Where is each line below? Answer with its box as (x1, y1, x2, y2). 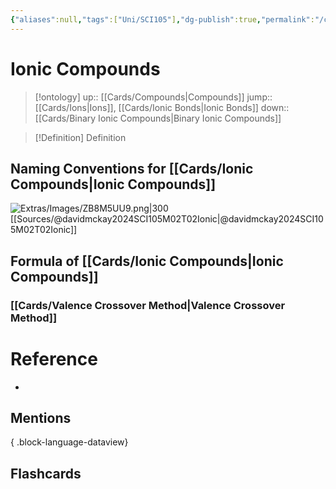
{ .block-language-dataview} (10, 436, 129, 448)
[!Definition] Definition (34, 131, 127, 143)
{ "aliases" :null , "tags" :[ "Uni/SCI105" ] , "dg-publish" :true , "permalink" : (10, 14, 315, 25)
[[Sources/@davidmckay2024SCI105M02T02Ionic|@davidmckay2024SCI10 (10, 213, 324, 225)
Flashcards (10, 465, 82, 482)
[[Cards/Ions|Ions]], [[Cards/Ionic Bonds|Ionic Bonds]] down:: (34, 101, 290, 113)
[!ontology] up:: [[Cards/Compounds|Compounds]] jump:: (34, 91, 273, 103)
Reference (10, 347, 98, 370)
